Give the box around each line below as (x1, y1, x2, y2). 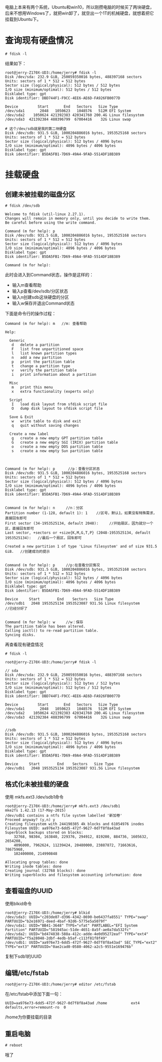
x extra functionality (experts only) (11, 389, 95, 394)
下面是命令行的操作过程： (5, 310, 56, 316)
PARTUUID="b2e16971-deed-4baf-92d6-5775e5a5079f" (5, 918, 108, 924)
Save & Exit (9, 414, 34, 419)
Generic (9, 338, 25, 343)
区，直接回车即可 (5, 526, 34, 531)
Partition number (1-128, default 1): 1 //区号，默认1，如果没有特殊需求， (5, 511, 157, 515)
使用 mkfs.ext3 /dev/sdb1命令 (5, 794, 64, 800)
